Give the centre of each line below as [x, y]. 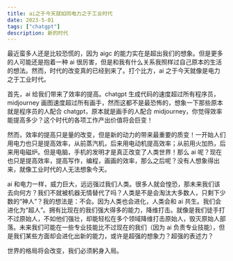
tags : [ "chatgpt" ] [34, 26]
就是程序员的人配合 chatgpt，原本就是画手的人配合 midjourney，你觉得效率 [115, 111]
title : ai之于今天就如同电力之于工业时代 [60, 13]
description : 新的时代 [38, 33]
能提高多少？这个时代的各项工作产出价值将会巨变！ [80, 120]
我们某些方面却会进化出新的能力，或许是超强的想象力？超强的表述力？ [113, 236]
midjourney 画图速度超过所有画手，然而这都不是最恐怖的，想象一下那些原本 [115, 103]
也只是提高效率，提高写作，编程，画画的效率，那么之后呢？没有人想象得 [110, 161]
